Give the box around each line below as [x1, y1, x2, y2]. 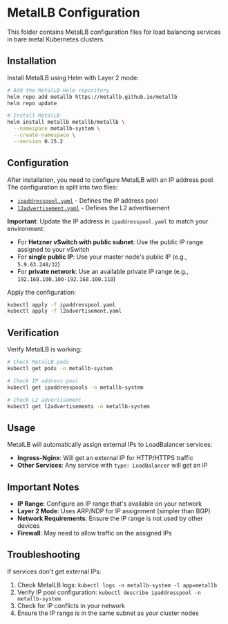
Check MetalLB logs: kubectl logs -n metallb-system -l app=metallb [17, 580, 218, 589]
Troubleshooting [7, 549, 81, 561]
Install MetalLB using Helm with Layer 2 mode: [7, 73, 140, 82]
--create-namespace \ [13, 131, 76, 138]
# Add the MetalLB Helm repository [7, 86, 110, 94]
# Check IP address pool [7, 377, 79, 385]
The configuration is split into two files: [7, 183, 118, 191]
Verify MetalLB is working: [7, 345, 82, 354]
